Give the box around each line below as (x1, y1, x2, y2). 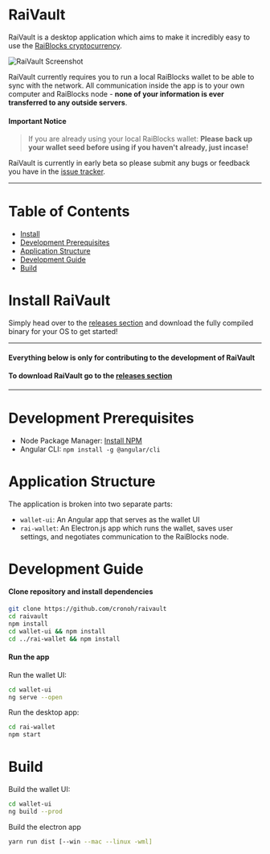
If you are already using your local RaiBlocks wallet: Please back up (27, 134, 253, 144)
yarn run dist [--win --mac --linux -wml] (8, 837, 153, 846)
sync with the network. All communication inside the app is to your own (8, 80, 245, 90)
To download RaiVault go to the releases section (8, 371, 173, 381)
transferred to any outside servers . (8, 97, 128, 107)
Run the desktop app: (8, 708, 80, 717)
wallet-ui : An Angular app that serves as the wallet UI (19, 514, 200, 524)
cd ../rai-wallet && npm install (8, 634, 121, 643)
